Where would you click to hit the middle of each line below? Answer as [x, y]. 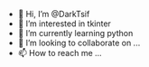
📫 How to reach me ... [60, 53]
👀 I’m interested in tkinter [64, 24]
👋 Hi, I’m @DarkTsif [54, 14]
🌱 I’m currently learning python [75, 33]
